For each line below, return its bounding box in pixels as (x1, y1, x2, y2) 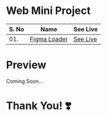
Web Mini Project (6, 4, 91, 17)
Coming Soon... (6, 78, 44, 85)
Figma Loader (30, 35, 68, 43)
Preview (6, 58, 47, 72)
